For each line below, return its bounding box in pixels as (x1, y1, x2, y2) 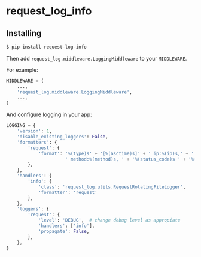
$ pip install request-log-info (6, 44, 87, 50)
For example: (6, 66, 39, 73)
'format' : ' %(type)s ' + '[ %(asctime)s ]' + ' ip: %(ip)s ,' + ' (38, 150, 194, 156)
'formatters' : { (17, 139, 58, 145)
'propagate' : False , (38, 228, 90, 234)
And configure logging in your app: (6, 111, 92, 118)
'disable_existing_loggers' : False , (17, 134, 109, 140)
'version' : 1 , (17, 128, 52, 134)
